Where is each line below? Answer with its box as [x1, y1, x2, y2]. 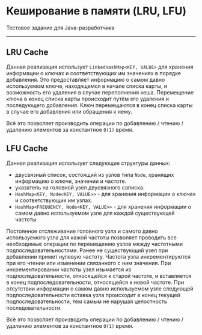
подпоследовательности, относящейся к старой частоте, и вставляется [6, 272, 192, 279]
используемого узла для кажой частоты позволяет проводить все [6, 233, 177, 241]
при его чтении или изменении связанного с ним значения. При [6, 259, 171, 266]
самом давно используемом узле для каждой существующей [14, 209, 176, 217]
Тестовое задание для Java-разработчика [6, 24, 115, 31]
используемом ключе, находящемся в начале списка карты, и [6, 82, 168, 90]
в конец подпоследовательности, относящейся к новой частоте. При [6, 278, 185, 286]
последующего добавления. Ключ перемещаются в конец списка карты [6, 101, 193, 109]
